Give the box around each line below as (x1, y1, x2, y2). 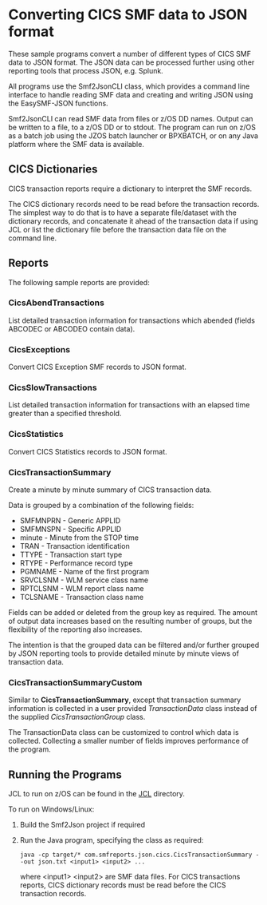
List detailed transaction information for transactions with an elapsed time (8, 400, 250, 410)
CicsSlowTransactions (8, 382, 97, 393)
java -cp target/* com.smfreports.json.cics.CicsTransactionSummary (19, 851, 253, 859)
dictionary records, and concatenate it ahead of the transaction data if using (8, 216, 259, 225)
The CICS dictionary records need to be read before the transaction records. (8, 199, 260, 208)
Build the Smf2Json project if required (19, 820, 146, 830)
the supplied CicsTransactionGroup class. (8, 712, 146, 722)
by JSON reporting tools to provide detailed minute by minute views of (8, 649, 239, 658)
